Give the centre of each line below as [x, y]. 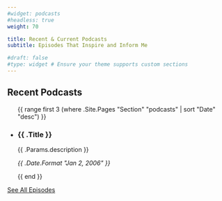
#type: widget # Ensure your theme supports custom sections [98, 64]
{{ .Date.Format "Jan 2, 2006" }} [64, 163]
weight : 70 [23, 26]
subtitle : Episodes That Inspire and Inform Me [78, 46]
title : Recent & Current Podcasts [57, 39]
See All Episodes [31, 190]
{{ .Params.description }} [53, 149]
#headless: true [31, 20]
